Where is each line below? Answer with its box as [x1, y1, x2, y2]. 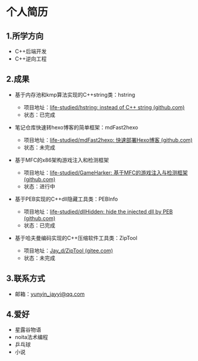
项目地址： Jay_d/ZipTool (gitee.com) [23, 247, 114, 254]
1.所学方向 [6, 31, 44, 41]
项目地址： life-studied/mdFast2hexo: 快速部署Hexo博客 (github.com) [23, 136, 193, 143]
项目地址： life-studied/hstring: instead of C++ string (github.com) [23, 103, 185, 110]
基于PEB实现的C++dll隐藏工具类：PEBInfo [14, 195, 118, 202]
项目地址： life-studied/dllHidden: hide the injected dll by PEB [23, 208, 173, 215]
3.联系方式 [6, 274, 46, 284]
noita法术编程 [14, 334, 49, 341]
